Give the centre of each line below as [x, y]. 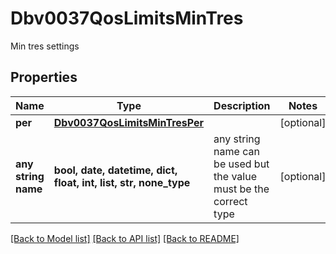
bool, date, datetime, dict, [115, 170]
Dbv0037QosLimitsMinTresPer [129, 122]
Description [242, 105]
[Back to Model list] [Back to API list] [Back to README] [125, 238]
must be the [241, 189]
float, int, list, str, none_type [122, 182]
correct [230, 201]
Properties [44, 77]
